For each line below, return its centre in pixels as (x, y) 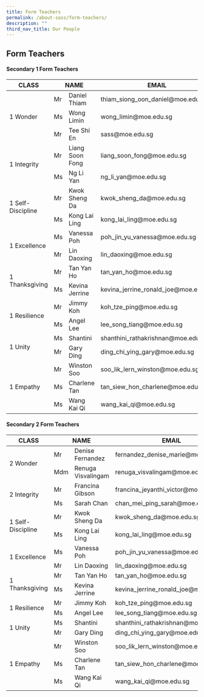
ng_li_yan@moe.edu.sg (133, 177)
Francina (87, 486)
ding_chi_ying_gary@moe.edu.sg (147, 352)
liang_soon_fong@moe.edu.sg (144, 155)
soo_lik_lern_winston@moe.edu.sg (150, 369)
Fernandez (90, 458)
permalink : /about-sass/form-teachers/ (57, 18)
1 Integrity (24, 164)
